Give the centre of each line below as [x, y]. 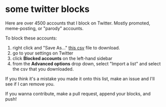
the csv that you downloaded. [43, 69]
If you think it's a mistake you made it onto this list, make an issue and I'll [80, 78]
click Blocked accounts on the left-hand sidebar [62, 58]
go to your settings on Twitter [43, 53]
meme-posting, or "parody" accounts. [44, 28]
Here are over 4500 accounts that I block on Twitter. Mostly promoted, [78, 23]
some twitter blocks [47, 9]
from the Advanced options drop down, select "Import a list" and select [86, 63]
